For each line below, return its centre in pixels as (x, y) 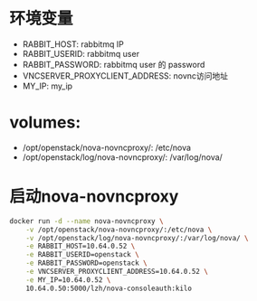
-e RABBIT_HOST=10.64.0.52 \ (81, 246)
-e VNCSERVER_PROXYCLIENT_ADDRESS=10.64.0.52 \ (117, 272)
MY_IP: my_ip (48, 86)
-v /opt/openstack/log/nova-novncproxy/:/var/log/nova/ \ (137, 238)
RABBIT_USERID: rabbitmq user (81, 53)
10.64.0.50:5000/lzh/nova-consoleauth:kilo (109, 288)
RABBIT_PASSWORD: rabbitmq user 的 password (114, 64)
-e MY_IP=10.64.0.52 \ (68, 280)
